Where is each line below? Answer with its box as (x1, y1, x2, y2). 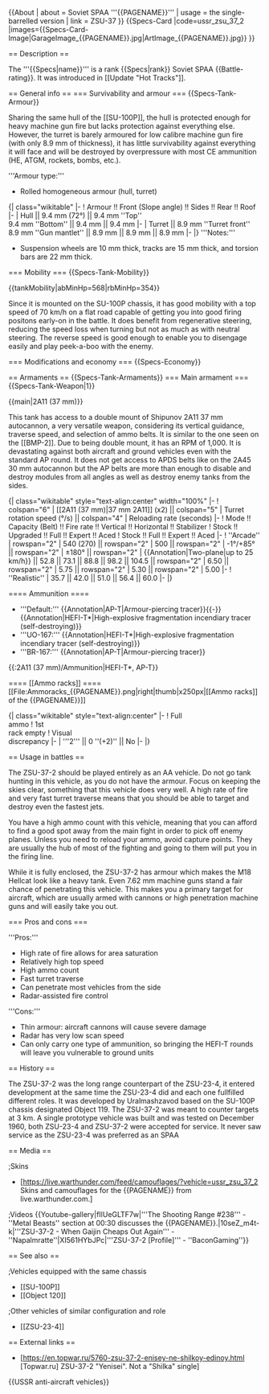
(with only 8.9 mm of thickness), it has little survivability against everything (8, 138, 256, 148)
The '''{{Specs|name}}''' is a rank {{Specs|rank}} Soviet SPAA (8, 64, 214, 74)
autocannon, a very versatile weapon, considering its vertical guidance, (8, 421, 245, 430)
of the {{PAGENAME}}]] (8, 696, 86, 705)
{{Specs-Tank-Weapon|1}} (8, 381, 96, 390)
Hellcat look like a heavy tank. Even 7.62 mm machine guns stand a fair (8, 876, 243, 885)
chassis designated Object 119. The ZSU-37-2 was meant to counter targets (8, 1104, 259, 1114)
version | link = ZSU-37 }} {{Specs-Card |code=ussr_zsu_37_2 (39, 16, 245, 26)
